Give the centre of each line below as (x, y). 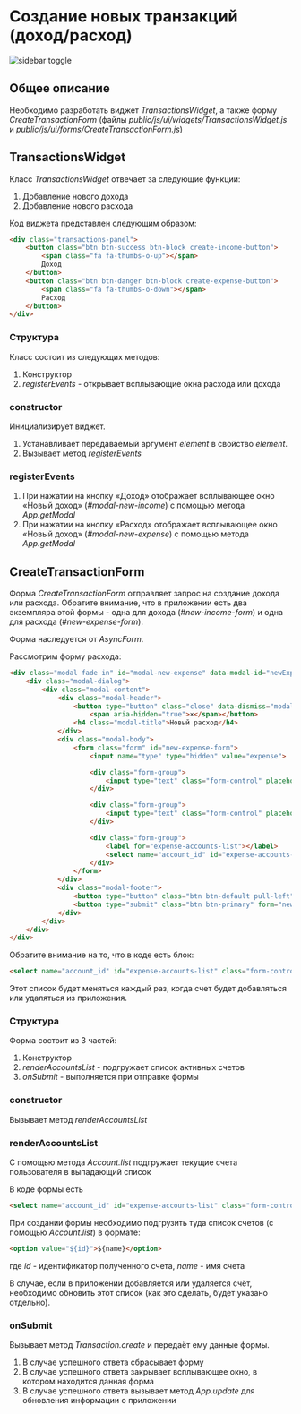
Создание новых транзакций (124, 17)
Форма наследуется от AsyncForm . (77, 639)
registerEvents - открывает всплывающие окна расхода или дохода (151, 383)
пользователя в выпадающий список (80, 1172)
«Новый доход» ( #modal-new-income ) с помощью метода (133, 506)
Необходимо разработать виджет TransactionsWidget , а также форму (143, 110)
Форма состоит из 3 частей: (63, 1041)
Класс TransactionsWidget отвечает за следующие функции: (125, 179)
